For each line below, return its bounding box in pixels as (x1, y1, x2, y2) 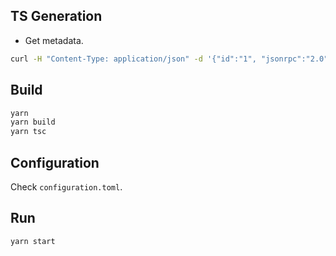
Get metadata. (24, 34, 84, 46)
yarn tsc (10, 127, 47, 137)
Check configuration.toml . (10, 180, 123, 193)
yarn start (10, 236, 56, 246)
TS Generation (10, 8, 103, 25)
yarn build (10, 117, 56, 128)
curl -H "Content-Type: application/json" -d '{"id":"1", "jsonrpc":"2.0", (10, 54, 333, 64)
